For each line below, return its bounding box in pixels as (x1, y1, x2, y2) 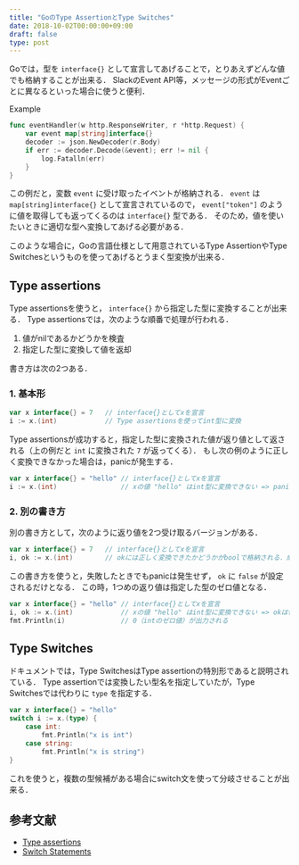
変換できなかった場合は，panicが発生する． (16, 456, 178, 467)
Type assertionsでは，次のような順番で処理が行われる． (26, 314, 234, 325)
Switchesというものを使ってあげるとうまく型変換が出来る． (9, 252, 230, 262)
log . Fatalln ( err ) (41, 154, 105, 163)
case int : (25, 722, 62, 732)
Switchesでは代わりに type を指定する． (9, 688, 158, 699)
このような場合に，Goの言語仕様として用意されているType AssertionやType (9, 240, 287, 251)
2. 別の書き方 (9, 505, 66, 518)
